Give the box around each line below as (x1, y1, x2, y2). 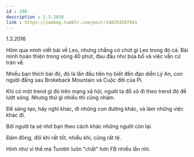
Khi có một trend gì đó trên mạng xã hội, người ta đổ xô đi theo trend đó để (6, 88, 186, 95)
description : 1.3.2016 (6, 14, 64, 20)
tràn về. (6, 59, 25, 66)
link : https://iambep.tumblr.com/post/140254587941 (6, 19, 138, 25)
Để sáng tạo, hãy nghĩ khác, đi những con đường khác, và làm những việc (6, 106, 184, 113)
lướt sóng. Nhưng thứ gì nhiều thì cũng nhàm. (6, 94, 115, 101)
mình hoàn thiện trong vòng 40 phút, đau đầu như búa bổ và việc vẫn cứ (6, 53, 181, 60)
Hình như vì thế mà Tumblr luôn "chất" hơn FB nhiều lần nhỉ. (6, 145, 151, 152)
